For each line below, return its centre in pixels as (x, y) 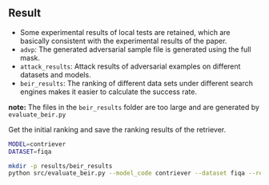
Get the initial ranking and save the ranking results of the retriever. (117, 129)
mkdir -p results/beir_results (60, 166)
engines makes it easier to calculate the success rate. (108, 92)
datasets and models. (55, 74)
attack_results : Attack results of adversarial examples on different (130, 66)
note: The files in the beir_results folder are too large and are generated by (134, 107)
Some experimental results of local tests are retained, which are (125, 32)
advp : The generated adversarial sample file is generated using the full (135, 49)
